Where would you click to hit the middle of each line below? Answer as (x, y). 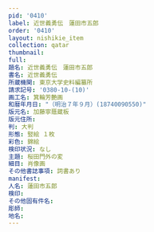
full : (17, 61)
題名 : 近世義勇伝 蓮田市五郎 (51, 68)
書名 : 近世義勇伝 (33, 75)
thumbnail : (26, 53)
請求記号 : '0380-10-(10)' (49, 90)
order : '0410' (32, 30)
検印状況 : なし (30, 149)
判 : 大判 (21, 127)
